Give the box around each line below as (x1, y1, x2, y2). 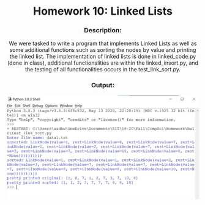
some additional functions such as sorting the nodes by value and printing (9, 46, 196, 54)
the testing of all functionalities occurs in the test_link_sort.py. (24, 66, 181, 73)
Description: (84, 26, 122, 35)
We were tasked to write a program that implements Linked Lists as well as (9, 40, 197, 47)
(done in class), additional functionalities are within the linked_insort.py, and (7, 59, 199, 67)
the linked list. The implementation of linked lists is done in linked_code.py (9, 53, 196, 60)
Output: (91, 81, 115, 90)
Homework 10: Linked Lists (32, 4, 173, 18)
